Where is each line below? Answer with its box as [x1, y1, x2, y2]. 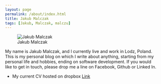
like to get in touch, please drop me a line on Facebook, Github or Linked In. [5, 64, 157, 70]
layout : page [5, 7, 32, 12]
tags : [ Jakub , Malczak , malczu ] [5, 20, 71, 26]
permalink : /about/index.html [5, 12, 67, 17]
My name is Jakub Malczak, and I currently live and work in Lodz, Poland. [5, 49, 152, 54]
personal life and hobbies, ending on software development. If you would [5, 59, 152, 65]
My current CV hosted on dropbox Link [12, 73, 90, 79]
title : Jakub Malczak [5, 16, 49, 21]
